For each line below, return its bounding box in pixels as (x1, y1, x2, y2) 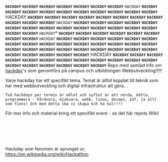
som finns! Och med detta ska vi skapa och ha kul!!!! (5, 101, 123, 106)
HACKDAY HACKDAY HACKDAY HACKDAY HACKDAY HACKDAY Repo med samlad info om (5, 62, 162, 68)
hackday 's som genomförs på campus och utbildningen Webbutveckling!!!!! (5, 68, 162, 74)
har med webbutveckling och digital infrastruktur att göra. (5, 83, 125, 89)
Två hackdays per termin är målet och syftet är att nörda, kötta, (5, 92, 150, 97)
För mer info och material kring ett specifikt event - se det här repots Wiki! (5, 110, 159, 116)
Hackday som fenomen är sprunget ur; (5, 146, 86, 152)
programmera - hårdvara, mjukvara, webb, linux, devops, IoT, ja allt (5, 97, 157, 102)
